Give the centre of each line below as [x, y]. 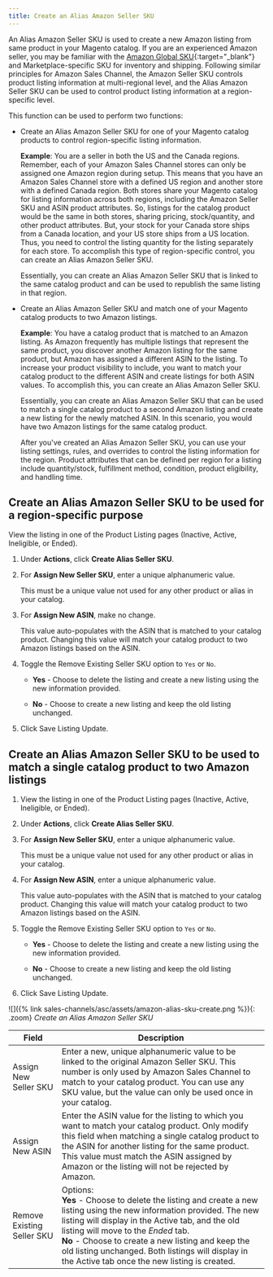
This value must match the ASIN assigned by [147, 1156]
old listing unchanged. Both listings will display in [155, 1251]
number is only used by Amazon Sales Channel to [156, 1072]
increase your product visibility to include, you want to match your [131, 367]
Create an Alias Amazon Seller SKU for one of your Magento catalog [134, 131]
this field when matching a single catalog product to [160, 1136]
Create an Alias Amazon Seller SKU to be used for [136, 503]
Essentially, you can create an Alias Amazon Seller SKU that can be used [142, 401]
